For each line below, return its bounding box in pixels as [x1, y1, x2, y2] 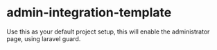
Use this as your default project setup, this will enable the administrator [6, 27, 210, 36]
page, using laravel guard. [6, 34, 81, 42]
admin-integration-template [6, 5, 172, 21]
